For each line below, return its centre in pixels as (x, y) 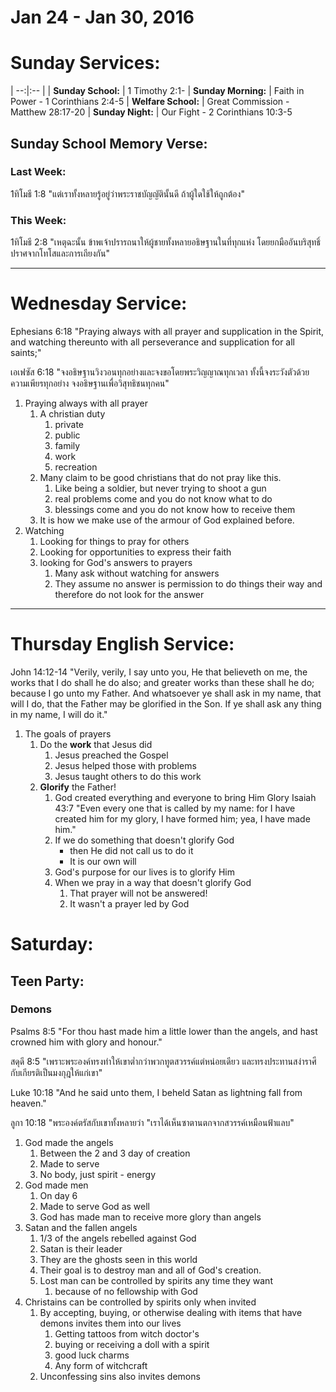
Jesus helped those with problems (125, 765)
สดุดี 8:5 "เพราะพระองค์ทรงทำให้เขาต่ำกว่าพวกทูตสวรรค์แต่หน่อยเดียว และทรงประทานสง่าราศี (163, 1061)
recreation (76, 467)
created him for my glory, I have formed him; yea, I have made (182, 818)
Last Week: (38, 172)
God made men (56, 1185)
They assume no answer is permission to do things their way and (188, 584)
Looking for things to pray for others (114, 542)
